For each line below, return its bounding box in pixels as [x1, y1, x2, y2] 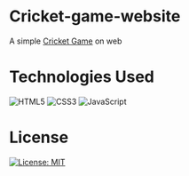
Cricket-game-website [9, 6, 181, 27]
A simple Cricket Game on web [9, 36, 122, 46]
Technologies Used [9, 67, 155, 87]
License [9, 127, 69, 148]
